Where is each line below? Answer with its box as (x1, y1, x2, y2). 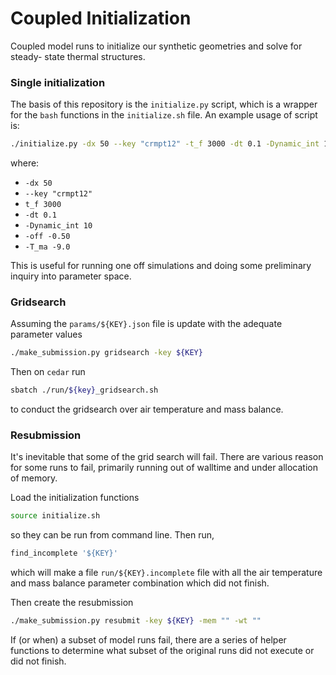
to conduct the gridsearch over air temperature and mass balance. (10, 403, 284, 416)
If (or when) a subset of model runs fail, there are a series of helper (10, 634, 287, 646)
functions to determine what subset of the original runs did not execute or (10, 645, 315, 657)
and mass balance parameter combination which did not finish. (10, 577, 270, 589)
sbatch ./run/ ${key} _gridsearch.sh (10, 385, 159, 396)
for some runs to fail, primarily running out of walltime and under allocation (10, 462, 319, 474)
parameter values (10, 328, 83, 341)
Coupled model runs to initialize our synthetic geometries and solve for (10, 40, 303, 52)
